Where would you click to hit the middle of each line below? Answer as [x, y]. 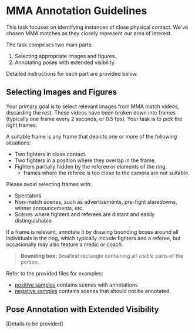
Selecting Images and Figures [62, 92]
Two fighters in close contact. [51, 154]
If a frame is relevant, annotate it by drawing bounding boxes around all [92, 232]
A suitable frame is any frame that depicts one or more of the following [92, 136]
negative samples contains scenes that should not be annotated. [93, 291]
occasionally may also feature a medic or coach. [65, 244]
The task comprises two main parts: [49, 45]
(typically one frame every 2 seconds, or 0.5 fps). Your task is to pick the [94, 119]
